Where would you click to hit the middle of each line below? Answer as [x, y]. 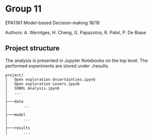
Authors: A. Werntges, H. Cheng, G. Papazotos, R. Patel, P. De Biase [76, 32]
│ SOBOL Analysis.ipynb [32, 88]
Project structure [32, 48]
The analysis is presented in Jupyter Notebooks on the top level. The [77, 60]
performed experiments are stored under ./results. [57, 65]
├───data [14, 101]
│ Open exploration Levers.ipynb [43, 84]
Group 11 [23, 9]
